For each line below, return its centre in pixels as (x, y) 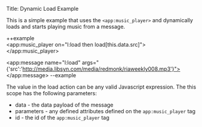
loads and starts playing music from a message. (66, 27)
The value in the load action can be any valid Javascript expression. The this (101, 87)
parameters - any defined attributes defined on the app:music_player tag (105, 111)
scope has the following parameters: (52, 93)
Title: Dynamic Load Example (43, 9)
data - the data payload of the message (64, 105)
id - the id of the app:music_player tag (62, 117)
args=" (90, 63)
